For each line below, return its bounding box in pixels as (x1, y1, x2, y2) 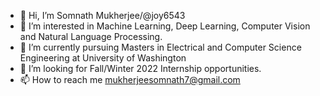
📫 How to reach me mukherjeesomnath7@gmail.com (19, 74, 241, 85)
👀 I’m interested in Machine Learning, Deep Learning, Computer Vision (19, 20, 311, 32)
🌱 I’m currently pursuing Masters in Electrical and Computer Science (19, 41, 302, 53)
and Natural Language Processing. (19, 31, 163, 42)
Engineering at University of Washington (19, 52, 187, 64)
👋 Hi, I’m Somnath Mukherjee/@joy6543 (19, 10, 186, 21)
